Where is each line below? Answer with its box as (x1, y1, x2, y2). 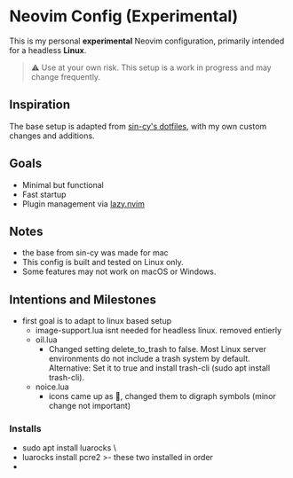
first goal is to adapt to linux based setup (21, 316, 172, 326)
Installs (9, 423, 42, 435)
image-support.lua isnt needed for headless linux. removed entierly (35, 325, 282, 336)
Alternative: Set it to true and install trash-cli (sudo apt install (48, 363, 271, 373)
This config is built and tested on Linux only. (21, 257, 184, 268)
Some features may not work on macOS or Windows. (21, 266, 217, 277)
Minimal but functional (21, 179, 104, 190)
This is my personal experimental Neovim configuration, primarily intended (9, 35, 285, 46)
